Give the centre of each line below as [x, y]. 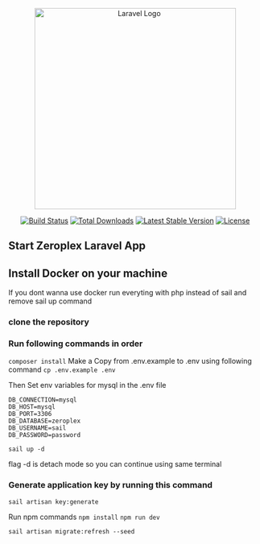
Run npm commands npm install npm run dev [84, 517]
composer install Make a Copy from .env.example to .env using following [130, 361]
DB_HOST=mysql [32, 407]
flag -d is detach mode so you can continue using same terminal [115, 464]
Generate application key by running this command [111, 485]
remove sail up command [50, 301]
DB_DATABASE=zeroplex [45, 421]
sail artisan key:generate [54, 502]
